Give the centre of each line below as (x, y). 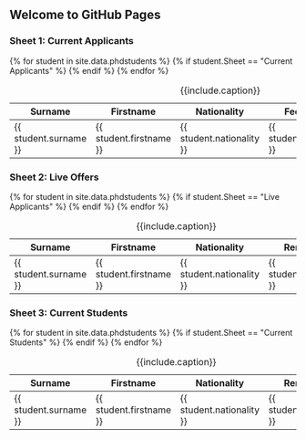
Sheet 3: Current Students (69, 312)
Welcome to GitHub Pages (85, 15)
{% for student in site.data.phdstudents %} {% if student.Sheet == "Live (145, 196)
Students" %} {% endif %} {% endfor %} (86, 342)
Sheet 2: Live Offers (54, 177)
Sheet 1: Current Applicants (71, 41)
